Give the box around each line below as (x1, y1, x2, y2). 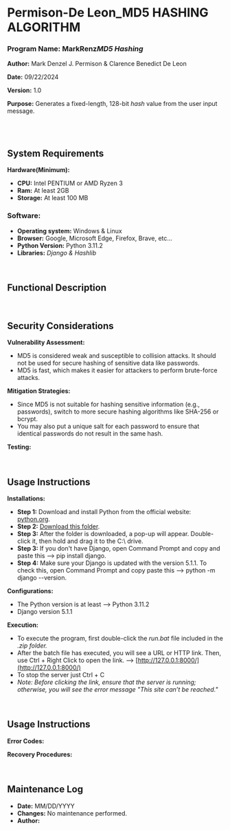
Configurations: (7, 587, 54, 595)
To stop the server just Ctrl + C (16, 671, 105, 679)
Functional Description (7, 281, 107, 293)
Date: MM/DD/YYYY (16, 802, 76, 810)
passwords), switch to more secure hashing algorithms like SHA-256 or (16, 407, 219, 416)
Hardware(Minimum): (7, 166, 70, 174)
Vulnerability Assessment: (7, 339, 85, 347)
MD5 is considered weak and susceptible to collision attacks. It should (16, 352, 216, 360)
